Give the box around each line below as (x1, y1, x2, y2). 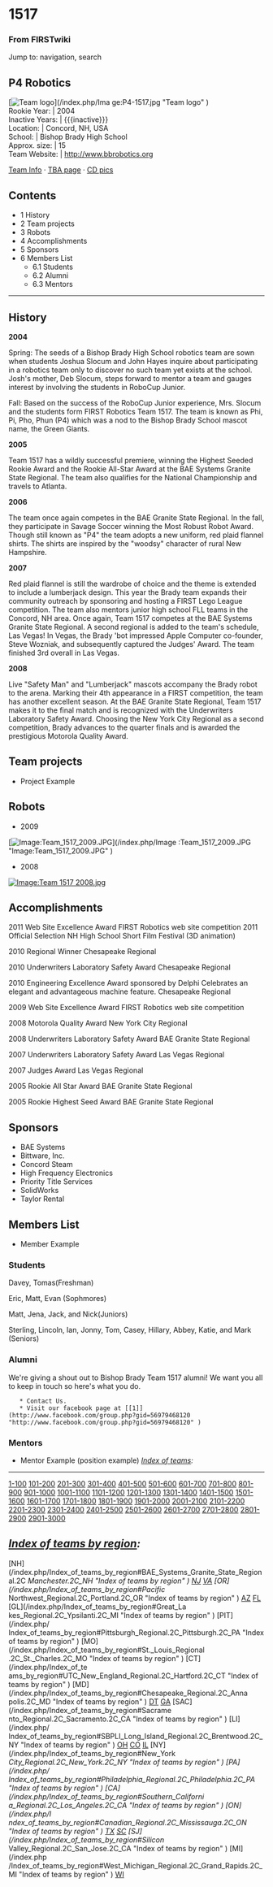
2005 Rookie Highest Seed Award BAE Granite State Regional (8, 1097, 214, 1107)
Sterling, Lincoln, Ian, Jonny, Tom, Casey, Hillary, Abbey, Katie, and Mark (8, 1325, 252, 1335)
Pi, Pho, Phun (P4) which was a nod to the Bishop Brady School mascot (8, 415, 248, 425)
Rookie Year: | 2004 (8, 106, 76, 116)
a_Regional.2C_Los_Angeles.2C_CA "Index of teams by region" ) (8, 1800, 224, 1810)
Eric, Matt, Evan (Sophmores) (8, 1294, 107, 1304)
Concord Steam (19, 1160, 73, 1169)
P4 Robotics (8, 76, 71, 89)
